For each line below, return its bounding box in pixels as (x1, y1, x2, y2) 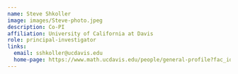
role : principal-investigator (7, 37, 97, 44)
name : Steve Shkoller (7, 10, 72, 18)
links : (7, 43, 27, 50)
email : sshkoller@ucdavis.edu (13, 50, 103, 57)
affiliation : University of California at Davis (7, 30, 154, 37)
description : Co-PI (7, 23, 65, 30)
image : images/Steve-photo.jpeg (7, 17, 103, 24)
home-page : (13, 56, 46, 63)
